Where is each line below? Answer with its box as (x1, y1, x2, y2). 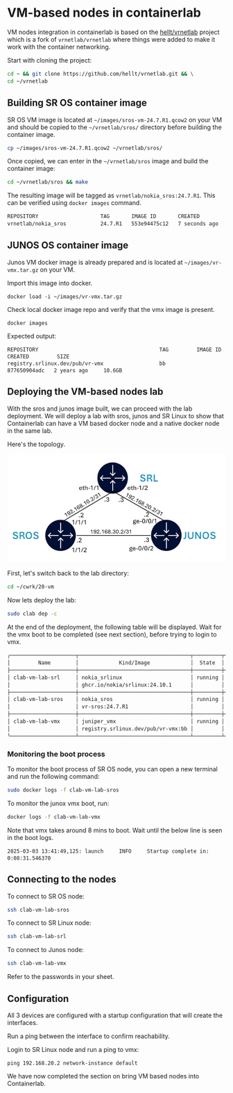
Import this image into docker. (7, 279, 93, 287)
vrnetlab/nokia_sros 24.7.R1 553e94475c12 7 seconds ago (7, 220, 218, 227)
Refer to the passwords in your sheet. (7, 973, 114, 981)
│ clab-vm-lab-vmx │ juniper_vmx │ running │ (7, 718, 225, 725)
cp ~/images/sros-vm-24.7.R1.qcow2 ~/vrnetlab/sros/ (7, 145, 163, 151)
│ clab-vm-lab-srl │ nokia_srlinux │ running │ (7, 674, 225, 681)
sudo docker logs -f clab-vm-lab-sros (7, 787, 119, 794)
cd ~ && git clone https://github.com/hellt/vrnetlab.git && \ (7, 70, 194, 77)
